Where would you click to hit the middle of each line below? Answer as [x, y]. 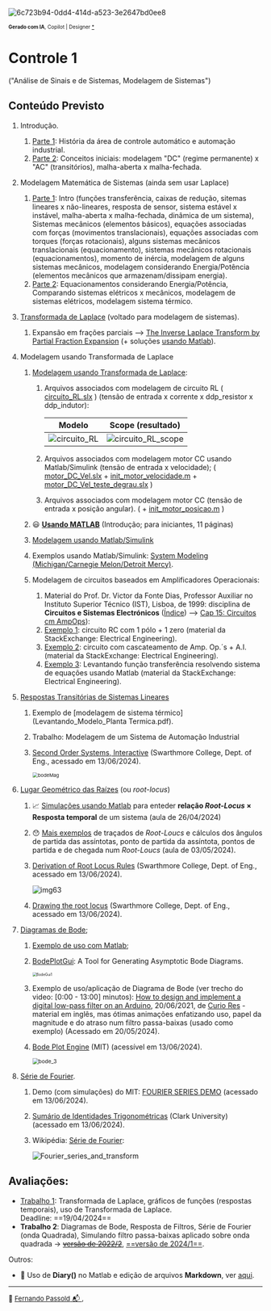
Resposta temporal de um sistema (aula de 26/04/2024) [127, 817]
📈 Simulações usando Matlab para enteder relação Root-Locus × [142, 805]
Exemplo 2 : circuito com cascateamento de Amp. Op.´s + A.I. [146, 647]
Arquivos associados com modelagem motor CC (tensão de [143, 500]
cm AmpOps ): [67, 621]
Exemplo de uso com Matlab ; [80, 945]
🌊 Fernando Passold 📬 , [46, 1298]
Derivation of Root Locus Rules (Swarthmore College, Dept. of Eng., [144, 865]
